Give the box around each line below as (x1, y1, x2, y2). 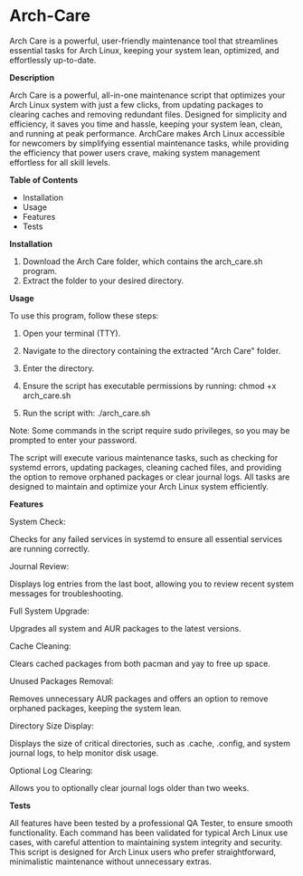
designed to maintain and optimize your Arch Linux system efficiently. (9, 481, 270, 491)
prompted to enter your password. (9, 434, 137, 445)
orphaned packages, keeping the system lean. (9, 702, 183, 713)
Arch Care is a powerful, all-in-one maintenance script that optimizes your (9, 90, 286, 100)
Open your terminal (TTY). (22, 328, 121, 338)
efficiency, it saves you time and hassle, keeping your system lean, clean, (9, 119, 283, 129)
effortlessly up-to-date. (9, 54, 97, 65)
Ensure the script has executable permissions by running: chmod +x (22, 380, 277, 391)
